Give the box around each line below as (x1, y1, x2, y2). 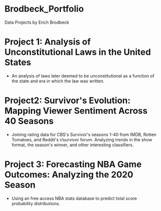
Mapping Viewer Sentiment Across (4, 105, 148, 117)
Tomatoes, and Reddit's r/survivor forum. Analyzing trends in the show (11, 136, 153, 142)
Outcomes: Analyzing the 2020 (4, 169, 133, 180)
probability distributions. (11, 200, 60, 206)
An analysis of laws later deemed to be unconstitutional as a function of (11, 73, 155, 78)
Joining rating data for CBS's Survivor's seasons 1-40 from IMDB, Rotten (11, 132, 157, 137)
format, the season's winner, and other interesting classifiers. (11, 142, 134, 148)
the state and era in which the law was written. (11, 78, 105, 84)
